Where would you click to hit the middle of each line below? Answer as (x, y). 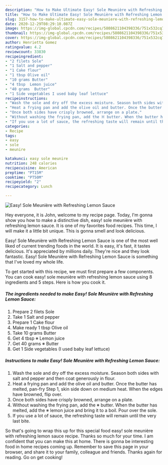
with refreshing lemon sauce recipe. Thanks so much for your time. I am (79, 436)
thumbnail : (16, 33)
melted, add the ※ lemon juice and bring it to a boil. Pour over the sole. (85, 410)
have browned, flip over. (37, 394)
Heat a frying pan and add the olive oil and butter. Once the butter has (84, 383)
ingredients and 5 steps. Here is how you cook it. (55, 282)
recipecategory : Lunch (29, 187)
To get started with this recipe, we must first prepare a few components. (79, 272)
